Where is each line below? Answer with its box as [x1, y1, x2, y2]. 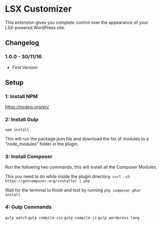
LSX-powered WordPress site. [5, 24, 66, 30]
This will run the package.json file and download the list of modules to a [5, 136, 149, 141]
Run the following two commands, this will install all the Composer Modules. [5, 164, 157, 170]
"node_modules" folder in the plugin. [5, 141, 79, 147]
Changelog [5, 39, 39, 47]
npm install [5, 127, 29, 132]
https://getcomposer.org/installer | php [5, 178, 90, 183]
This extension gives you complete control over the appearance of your [5, 19, 148, 25]
